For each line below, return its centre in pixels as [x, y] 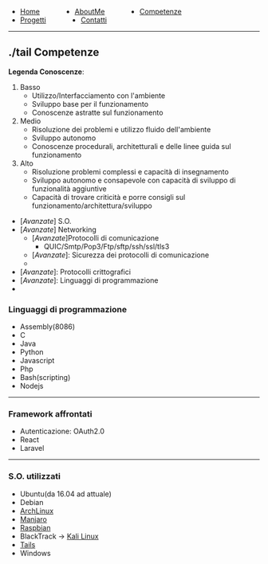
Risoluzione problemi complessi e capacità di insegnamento [130, 171]
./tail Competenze [54, 52]
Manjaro [33, 519]
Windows [35, 553]
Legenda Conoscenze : [46, 72]
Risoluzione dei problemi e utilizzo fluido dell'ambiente [121, 129]
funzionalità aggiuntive [69, 188]
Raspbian [35, 527]
